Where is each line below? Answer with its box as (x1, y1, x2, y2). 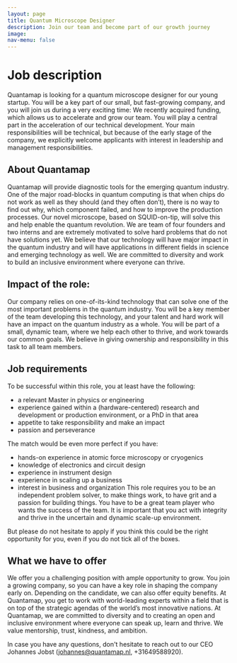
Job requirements (7, 363, 88, 375)
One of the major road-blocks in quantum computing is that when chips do (7, 190, 225, 198)
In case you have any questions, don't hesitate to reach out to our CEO (7, 640, 214, 649)
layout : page (7, 10, 46, 18)
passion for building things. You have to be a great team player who (17, 498, 215, 506)
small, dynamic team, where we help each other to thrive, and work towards (7, 327, 229, 336)
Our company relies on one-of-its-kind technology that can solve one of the (7, 297, 229, 305)
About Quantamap (7, 164, 91, 176)
